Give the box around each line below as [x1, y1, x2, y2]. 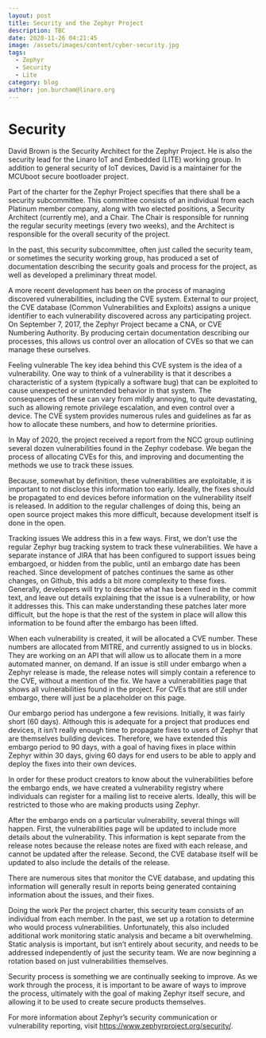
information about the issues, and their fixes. [8, 890, 155, 900]
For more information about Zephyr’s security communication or [8, 1013, 218, 1022]
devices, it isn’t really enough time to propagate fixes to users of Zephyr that [8, 726, 258, 735]
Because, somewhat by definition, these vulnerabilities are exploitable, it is [8, 476, 253, 486]
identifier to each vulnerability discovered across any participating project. [8, 311, 252, 321]
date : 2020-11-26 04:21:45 [8, 33, 98, 42]
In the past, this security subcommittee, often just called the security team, [8, 245, 253, 255]
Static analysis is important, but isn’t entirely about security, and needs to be [8, 939, 259, 949]
